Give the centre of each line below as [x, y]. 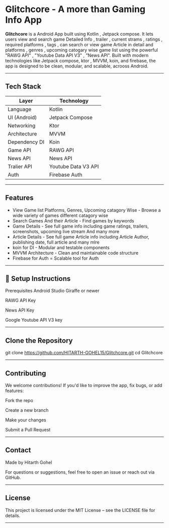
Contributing [26, 373]
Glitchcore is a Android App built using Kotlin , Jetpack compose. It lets [79, 34]
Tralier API [20, 166]
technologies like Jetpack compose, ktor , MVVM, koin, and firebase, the [80, 60]
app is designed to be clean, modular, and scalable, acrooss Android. [77, 66]
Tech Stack [23, 87]
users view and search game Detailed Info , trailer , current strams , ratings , [84, 39]
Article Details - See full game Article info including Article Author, [81, 237]
